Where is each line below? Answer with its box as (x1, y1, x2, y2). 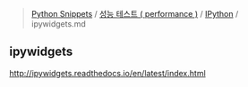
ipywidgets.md (30, 19, 87, 29)
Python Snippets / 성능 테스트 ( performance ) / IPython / (30, 9, 239, 19)
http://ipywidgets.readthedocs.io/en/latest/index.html (9, 67, 206, 78)
